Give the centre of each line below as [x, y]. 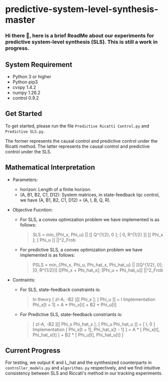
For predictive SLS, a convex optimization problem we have [81, 249]
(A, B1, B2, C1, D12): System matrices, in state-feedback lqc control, [90, 195]
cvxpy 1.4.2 [24, 87]
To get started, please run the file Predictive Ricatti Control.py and [77, 126]
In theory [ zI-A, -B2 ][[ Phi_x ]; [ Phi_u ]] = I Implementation [94, 299]
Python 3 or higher [32, 76]
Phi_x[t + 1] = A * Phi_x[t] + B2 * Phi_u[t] [74, 305]
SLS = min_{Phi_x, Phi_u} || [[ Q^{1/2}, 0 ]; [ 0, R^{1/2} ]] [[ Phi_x [98, 234]
